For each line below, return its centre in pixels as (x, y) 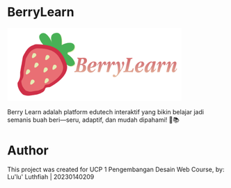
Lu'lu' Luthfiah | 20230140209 (51, 177)
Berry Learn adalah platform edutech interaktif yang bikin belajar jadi (105, 111)
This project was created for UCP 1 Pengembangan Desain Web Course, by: (116, 170)
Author (28, 150)
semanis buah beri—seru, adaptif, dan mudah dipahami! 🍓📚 (93, 120)
